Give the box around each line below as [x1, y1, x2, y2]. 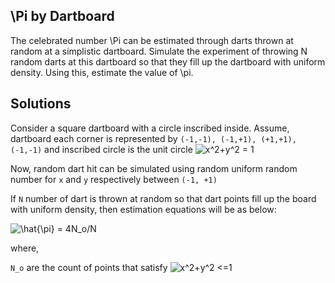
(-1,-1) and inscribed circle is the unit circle [10, 143, 193, 155]
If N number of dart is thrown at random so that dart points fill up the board [10, 192, 317, 204]
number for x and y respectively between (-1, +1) [10, 173, 218, 185]
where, [10, 242, 40, 254]
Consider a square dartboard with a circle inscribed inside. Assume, [10, 122, 290, 134]
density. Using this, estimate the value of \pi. [10, 66, 194, 78]
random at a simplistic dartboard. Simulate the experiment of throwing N [10, 45, 308, 57]
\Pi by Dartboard [10, 8, 115, 25]
